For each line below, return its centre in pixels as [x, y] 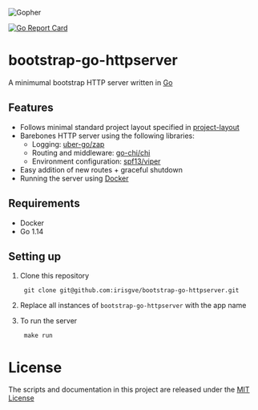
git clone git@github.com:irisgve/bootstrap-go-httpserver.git [131, 290]
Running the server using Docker [74, 178]
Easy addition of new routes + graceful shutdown [101, 169]
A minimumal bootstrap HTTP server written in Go [91, 82]
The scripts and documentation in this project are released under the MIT [129, 390]
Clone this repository [54, 276]
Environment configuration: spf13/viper [96, 161]
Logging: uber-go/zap [68, 144]
